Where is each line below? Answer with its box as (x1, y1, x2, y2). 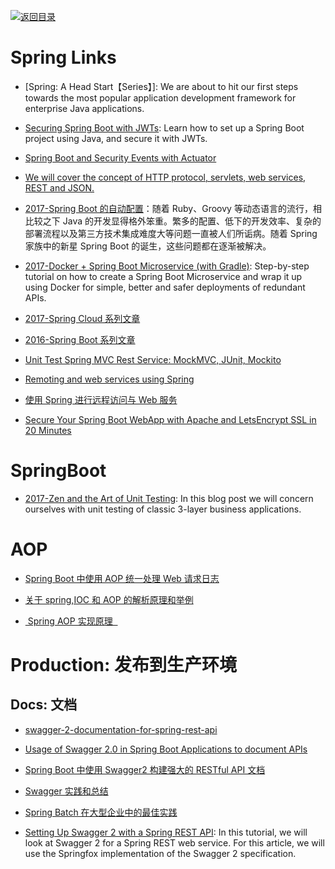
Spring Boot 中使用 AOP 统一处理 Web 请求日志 (24, 572, 220, 584)
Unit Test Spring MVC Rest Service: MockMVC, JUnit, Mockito (24, 353, 282, 365)
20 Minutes (24, 424, 72, 436)
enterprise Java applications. (24, 102, 145, 114)
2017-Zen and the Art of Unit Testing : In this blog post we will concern (24, 492, 314, 504)
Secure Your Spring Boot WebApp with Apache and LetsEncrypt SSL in (24, 413, 317, 425)
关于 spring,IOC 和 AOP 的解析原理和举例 (24, 593, 194, 605)
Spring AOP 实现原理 (27, 615, 113, 627)
